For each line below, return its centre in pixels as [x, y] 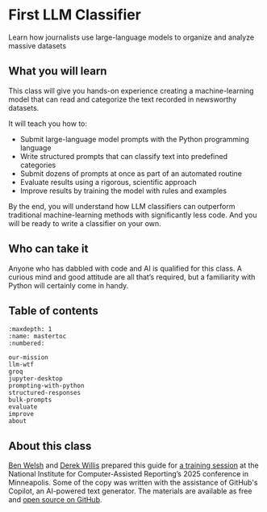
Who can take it [48, 249]
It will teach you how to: [48, 124]
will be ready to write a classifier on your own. [85, 223]
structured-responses [45, 393]
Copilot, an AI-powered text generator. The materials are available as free [130, 491]
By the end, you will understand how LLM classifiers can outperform [122, 206]
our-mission [28, 358]
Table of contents [53, 311]
